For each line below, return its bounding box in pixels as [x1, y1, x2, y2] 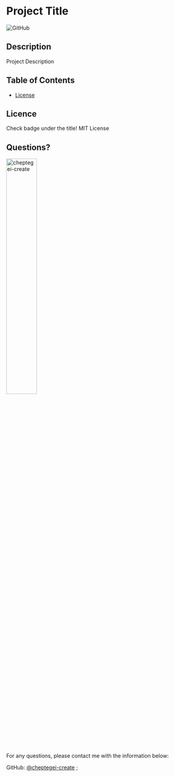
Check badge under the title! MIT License [6, 125, 110, 132]
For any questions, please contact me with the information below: [6, 752, 169, 759]
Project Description [6, 57, 54, 65]
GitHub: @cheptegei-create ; [6, 764, 78, 771]
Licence [6, 109, 37, 119]
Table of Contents [6, 75, 75, 86]
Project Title [6, 4, 69, 18]
